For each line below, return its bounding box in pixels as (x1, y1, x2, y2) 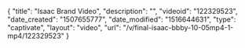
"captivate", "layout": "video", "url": (7, 23, 122, 32)
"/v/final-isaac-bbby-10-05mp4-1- (122, 23, 234, 32)
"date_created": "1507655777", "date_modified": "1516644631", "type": (7, 15, 236, 24)
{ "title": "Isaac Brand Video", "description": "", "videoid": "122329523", (7, 7, 238, 15)
